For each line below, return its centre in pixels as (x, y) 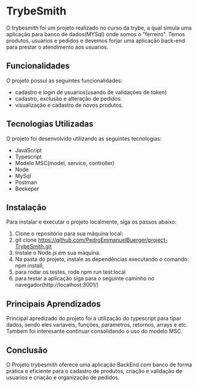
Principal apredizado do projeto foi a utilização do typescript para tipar (94, 318)
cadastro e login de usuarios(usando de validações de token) (91, 92)
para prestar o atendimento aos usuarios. (57, 47)
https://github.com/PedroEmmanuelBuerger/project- (103, 240)
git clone (26, 240)
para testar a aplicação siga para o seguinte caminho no (85, 278)
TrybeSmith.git (33, 247)
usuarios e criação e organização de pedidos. (63, 377)
